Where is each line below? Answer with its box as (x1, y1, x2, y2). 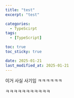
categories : (5, 21, 30, 26)
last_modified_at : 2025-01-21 (5, 63, 69, 68)
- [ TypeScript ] (10, 35, 42, 40)
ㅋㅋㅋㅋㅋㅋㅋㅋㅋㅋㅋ (5, 88, 51, 94)
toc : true (5, 44, 26, 50)
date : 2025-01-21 (5, 58, 42, 63)
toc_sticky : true (5, 49, 42, 54)
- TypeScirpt (10, 26, 38, 31)
